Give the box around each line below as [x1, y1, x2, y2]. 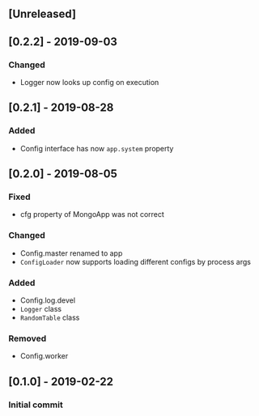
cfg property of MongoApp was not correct [19, 210, 164, 219]
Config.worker [19, 351, 69, 361]
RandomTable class [19, 312, 80, 323]
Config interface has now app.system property [19, 143, 174, 153]
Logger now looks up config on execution [19, 78, 159, 87]
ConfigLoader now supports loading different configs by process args [19, 257, 251, 266]
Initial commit [8, 399, 63, 410]
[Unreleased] [8, 7, 77, 21]
